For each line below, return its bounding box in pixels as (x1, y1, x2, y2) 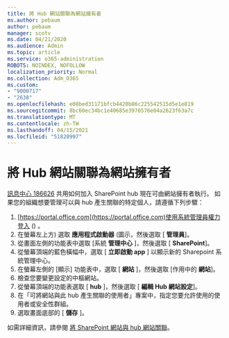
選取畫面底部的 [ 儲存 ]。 (17, 309, 88, 317)
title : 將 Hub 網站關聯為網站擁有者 (7, 10, 102, 17)
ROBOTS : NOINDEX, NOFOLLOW (7, 62, 85, 69)
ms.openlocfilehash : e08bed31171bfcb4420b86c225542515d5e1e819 (7, 101, 194, 108)
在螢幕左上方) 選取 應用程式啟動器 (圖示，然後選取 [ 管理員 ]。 (17, 230, 193, 239)
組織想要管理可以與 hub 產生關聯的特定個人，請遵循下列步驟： (25, 198, 205, 207)
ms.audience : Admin (7, 42, 64, 49)
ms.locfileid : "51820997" (7, 133, 82, 140)
